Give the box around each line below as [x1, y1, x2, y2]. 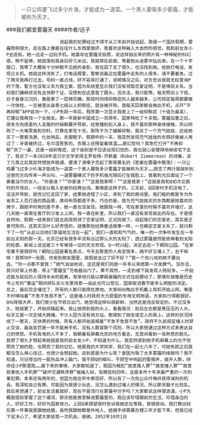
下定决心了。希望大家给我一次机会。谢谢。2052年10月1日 [6, 414, 127, 420]
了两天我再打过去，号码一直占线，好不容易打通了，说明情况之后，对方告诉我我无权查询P [6, 77, 191, 83]
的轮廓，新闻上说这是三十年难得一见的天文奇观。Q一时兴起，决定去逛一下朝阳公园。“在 [6, 242, 189, 248]
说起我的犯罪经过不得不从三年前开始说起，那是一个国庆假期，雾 [59, 39, 193, 45]
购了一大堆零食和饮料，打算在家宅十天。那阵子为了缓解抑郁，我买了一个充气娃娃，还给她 [6, 128, 193, 134]
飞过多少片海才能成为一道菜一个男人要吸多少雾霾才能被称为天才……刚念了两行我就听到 [14, 166, 194, 172]
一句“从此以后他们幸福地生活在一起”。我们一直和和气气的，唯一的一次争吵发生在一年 [14, 230, 194, 236]
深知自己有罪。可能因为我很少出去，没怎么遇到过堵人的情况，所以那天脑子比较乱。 [19, 382, 193, 388]
